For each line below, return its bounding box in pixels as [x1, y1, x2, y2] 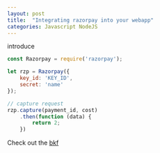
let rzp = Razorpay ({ [7, 68, 70, 75]
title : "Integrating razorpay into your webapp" [7, 17, 154, 24]
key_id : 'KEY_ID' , [19, 74, 73, 82]
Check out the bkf [7, 138, 59, 147]
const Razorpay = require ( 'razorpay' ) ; [7, 56, 123, 63]
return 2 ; [32, 120, 61, 127]
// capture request [7, 100, 64, 107]
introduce [7, 42, 35, 51]
